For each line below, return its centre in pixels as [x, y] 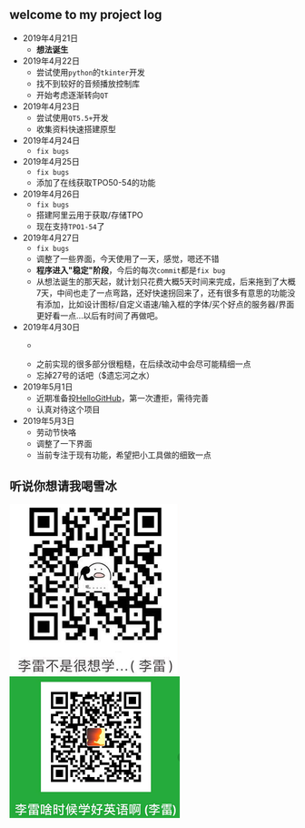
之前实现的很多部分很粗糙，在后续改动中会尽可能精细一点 [143, 364]
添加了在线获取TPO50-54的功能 [96, 182]
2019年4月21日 [50, 38]
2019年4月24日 [51, 140]
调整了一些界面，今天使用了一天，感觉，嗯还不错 [128, 258]
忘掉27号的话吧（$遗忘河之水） [95, 375]
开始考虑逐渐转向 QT [72, 95]
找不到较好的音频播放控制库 [88, 83]
